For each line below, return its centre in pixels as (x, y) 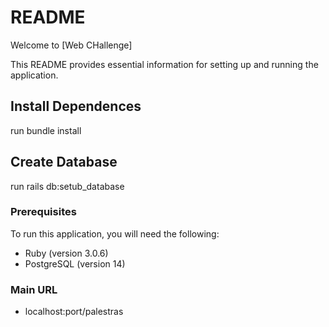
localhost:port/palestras (74, 312)
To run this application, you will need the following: (115, 233)
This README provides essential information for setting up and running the (164, 64)
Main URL (34, 289)
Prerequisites (43, 212)
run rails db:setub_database (67, 186)
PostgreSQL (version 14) (75, 263)
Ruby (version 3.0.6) (66, 253)
